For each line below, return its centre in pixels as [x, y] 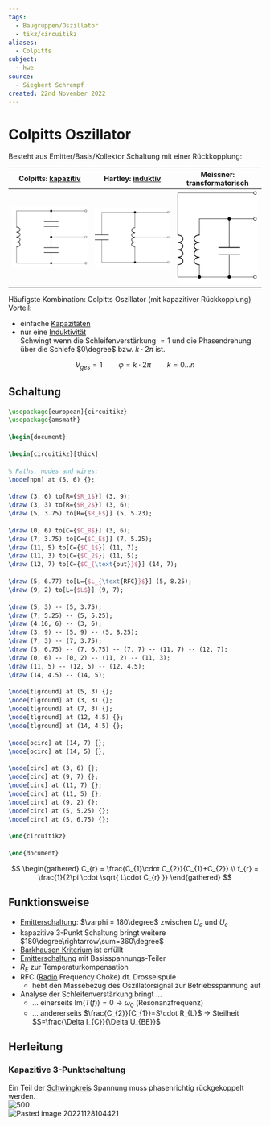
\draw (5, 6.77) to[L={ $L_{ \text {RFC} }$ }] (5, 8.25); [100, 582]
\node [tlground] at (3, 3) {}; [61, 701]
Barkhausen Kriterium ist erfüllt [72, 950]
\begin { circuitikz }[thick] [53, 454]
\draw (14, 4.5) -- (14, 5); [57, 675]
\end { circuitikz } [37, 836]
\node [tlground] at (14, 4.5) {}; [66, 726]
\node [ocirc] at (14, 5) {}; [57, 751]
